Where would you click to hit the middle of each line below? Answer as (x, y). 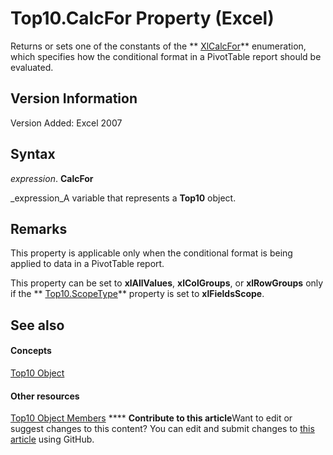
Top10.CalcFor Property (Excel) (142, 18)
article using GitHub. (52, 439)
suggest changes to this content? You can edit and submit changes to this (162, 429)
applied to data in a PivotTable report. (87, 264)
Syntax (33, 154)
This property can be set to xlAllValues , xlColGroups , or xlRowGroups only (167, 283)
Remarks (39, 228)
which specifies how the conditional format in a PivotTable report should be (166, 56)
